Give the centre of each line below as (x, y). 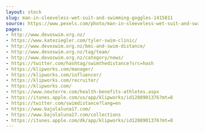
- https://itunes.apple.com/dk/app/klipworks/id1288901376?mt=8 (89, 120)
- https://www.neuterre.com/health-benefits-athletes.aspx (83, 92)
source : (16, 23)
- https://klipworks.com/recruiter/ (52, 80)
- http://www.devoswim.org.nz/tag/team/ (58, 52)
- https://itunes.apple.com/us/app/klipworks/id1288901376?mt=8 (89, 97)
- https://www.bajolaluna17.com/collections (63, 115)
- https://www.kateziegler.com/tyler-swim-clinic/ (72, 40)
